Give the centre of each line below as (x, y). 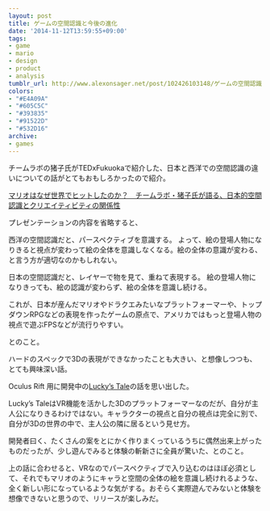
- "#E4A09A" (28, 99)
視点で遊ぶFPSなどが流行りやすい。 (68, 324)
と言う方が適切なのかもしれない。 (65, 260)
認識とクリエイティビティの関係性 (64, 205)
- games (21, 144)
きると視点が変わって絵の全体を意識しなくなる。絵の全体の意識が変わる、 (139, 249)
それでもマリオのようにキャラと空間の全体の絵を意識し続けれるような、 (142, 478)
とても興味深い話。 (40, 369)
